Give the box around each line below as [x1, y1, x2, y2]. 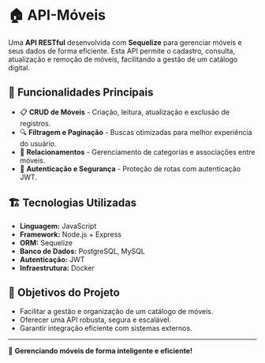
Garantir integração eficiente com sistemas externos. [19, 324, 192, 333]
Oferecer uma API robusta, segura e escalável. [19, 315, 172, 324]
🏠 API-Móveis [8, 6, 106, 24]
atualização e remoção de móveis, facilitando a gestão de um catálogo [8, 54, 238, 64]
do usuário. [19, 139, 57, 148]
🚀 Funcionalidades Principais [8, 86, 154, 99]
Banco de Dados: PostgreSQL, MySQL [19, 246, 146, 256]
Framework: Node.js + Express [19, 230, 122, 239]
